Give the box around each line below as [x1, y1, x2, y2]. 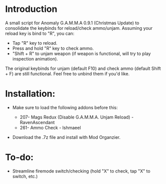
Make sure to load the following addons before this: [12, 104, 118, 110]
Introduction [5, 3, 58, 15]
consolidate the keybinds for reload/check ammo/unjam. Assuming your [5, 25, 153, 31]
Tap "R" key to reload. [12, 40, 58, 46]
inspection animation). [12, 56, 58, 61]
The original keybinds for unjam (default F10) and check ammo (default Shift [5, 65, 161, 71]
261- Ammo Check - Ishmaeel [19, 124, 81, 130]
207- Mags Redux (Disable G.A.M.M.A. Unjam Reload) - [19, 114, 134, 120]
